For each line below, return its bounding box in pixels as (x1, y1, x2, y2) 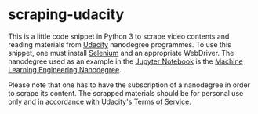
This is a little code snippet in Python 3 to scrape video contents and (8, 31, 230, 41)
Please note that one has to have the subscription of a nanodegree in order (8, 80, 251, 90)
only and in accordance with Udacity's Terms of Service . (8, 97, 192, 106)
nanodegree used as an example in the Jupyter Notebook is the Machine (8, 57, 243, 66)
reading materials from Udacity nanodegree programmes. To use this (8, 39, 231, 49)
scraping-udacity (8, 6, 125, 24)
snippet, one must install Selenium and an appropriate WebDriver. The (8, 48, 234, 57)
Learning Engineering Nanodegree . (8, 64, 122, 74)
